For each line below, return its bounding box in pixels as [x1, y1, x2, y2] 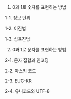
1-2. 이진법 [5, 25, 26, 31]
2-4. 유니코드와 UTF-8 [5, 88, 50, 94]
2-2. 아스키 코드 [5, 68, 36, 74]
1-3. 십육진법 [5, 36, 30, 42]
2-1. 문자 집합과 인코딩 [5, 57, 49, 63]
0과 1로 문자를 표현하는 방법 [12, 47, 66, 52]
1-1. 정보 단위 [5, 15, 31, 21]
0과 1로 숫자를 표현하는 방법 [12, 4, 66, 10]
